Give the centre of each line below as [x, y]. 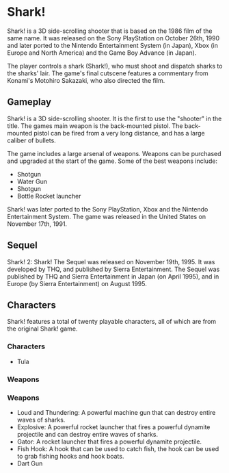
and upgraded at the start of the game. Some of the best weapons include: [112, 161]
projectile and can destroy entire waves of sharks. [87, 434]
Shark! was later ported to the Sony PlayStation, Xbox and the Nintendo [108, 209]
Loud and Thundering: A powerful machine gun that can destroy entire [116, 412]
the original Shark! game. [42, 329]
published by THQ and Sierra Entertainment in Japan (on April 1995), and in [113, 276]
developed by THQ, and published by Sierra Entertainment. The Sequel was [113, 269]
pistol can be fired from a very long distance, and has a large [119, 133]
